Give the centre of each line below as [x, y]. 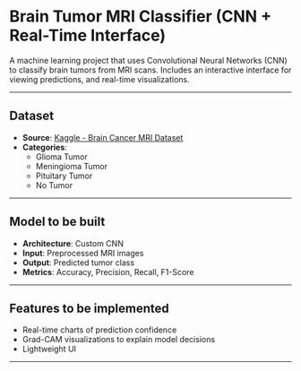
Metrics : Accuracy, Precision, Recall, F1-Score [108, 272]
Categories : [44, 147]
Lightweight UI [49, 349]
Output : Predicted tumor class [78, 263]
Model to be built [57, 222]
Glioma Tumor [61, 156]
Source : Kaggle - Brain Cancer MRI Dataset [103, 137]
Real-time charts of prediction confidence [99, 330]
